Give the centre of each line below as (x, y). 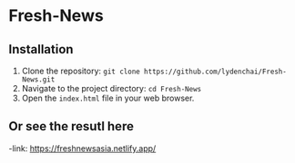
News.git (38, 80)
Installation (41, 49)
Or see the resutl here (71, 126)
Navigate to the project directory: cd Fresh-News (112, 88)
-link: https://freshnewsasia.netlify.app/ (82, 148)
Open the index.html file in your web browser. (108, 98)
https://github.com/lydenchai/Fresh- (215, 72)
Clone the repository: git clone (81, 71)
